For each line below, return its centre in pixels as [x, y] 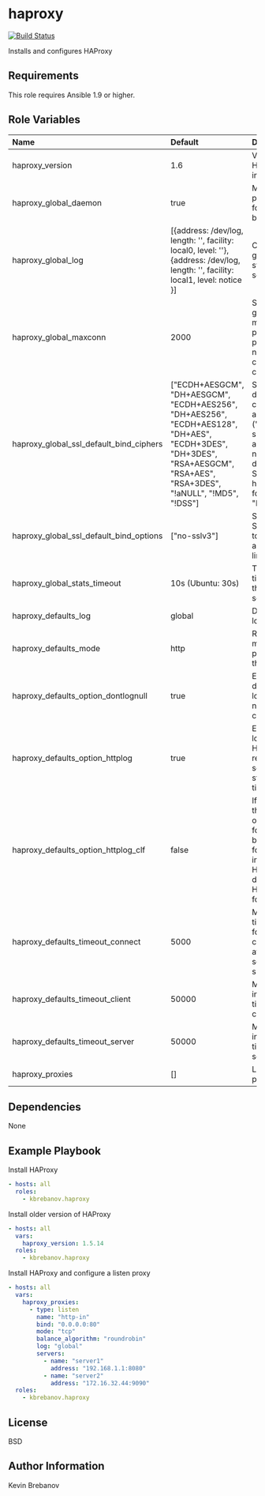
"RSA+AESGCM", [203, 463]
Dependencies [45, 1107]
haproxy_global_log [48, 260]
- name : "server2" [73, 1376]
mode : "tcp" [56, 1332]
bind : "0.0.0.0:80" [69, 1325]
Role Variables [44, 120]
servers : [51, 1354]
